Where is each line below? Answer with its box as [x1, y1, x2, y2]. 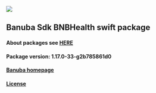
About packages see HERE [6, 39, 73, 46]
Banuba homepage [6, 66, 54, 74]
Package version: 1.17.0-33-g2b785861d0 [6, 52, 112, 60]
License [6, 80, 27, 87]
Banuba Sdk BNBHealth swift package [6, 23, 151, 33]
